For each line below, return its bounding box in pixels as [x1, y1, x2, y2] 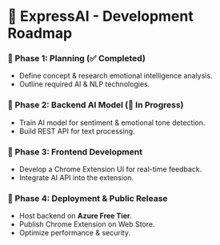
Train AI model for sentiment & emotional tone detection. [18, 118, 206, 127]
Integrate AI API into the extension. [18, 173, 134, 183]
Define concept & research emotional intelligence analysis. [18, 71, 213, 81]
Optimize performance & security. [18, 228, 131, 238]
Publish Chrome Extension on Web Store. [18, 219, 155, 229]
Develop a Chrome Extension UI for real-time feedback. [18, 164, 202, 175]
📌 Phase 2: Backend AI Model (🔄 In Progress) [7, 99, 184, 110]
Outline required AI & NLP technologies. [18, 79, 150, 89]
